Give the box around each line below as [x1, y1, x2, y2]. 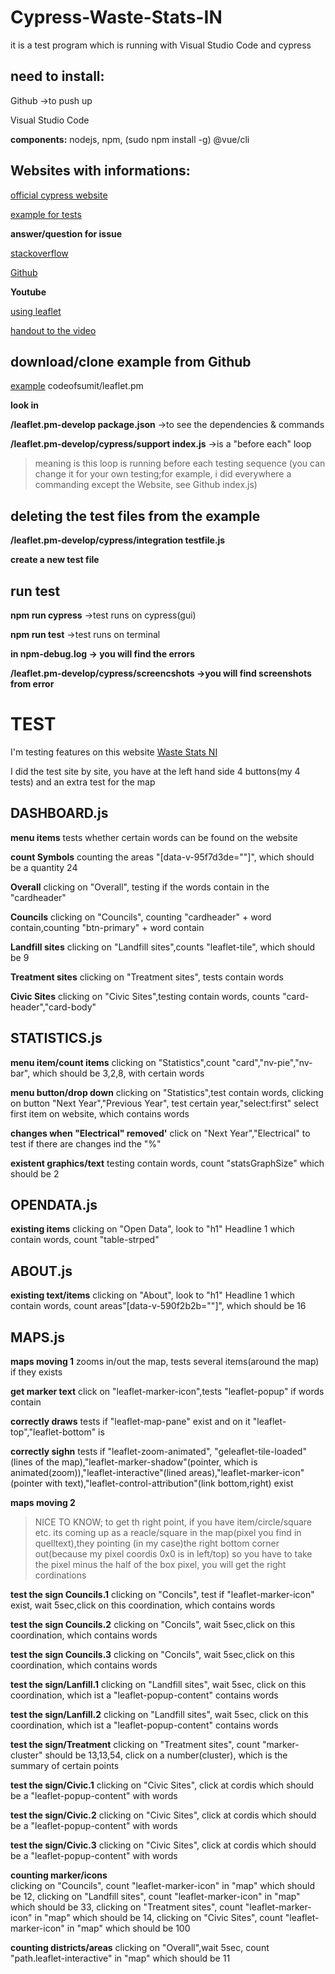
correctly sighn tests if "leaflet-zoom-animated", [10, 1446, 213, 1457]
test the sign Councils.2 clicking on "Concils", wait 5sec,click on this [10, 1619, 296, 1630]
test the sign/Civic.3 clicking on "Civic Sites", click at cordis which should [10, 1839, 317, 1851]
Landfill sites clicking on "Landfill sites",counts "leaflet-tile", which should [10, 941, 316, 953]
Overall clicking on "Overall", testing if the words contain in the [10, 881, 270, 893]
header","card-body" [10, 1001, 97, 1013]
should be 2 [10, 1167, 60, 1180]
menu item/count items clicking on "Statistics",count [10, 1056, 230, 1068]
